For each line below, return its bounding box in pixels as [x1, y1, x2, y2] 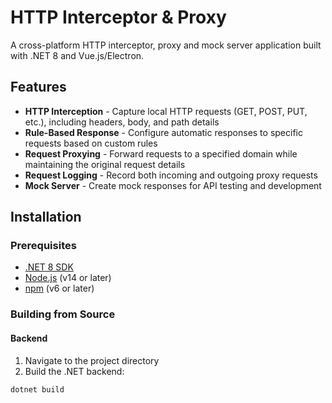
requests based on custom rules [24, 137, 158, 149]
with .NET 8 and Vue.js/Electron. [10, 49, 145, 61]
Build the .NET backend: [24, 365, 125, 377]
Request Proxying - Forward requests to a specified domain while [24, 147, 298, 160]
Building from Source [10, 307, 116, 321]
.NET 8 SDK [24, 261, 74, 273]
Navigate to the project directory [24, 354, 160, 366]
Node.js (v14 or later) [24, 272, 112, 284]
